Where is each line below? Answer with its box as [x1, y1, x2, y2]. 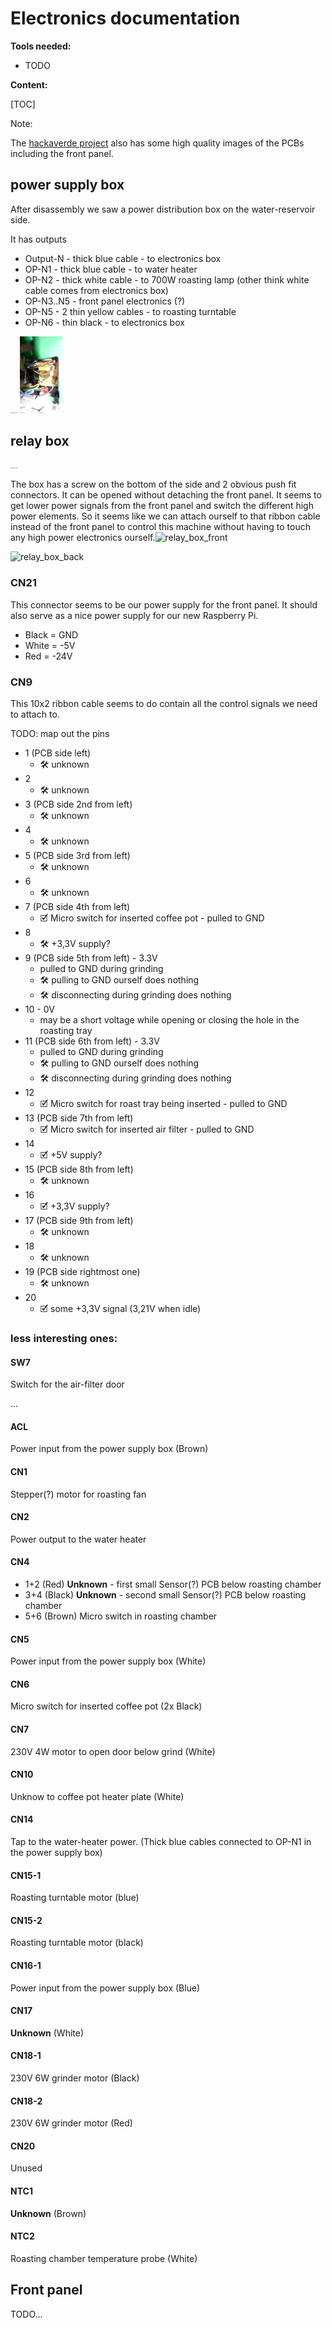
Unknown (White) [10, 2027, 85, 2039]
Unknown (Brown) [10, 2207, 87, 2219]
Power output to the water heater [10, 1533, 147, 1545]
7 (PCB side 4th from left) [24, 901, 131, 913]
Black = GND [24, 628, 79, 641]
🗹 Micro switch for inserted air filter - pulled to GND [39, 1123, 255, 1136]
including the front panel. [10, 147, 114, 159]
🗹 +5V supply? [39, 1149, 103, 1161]
